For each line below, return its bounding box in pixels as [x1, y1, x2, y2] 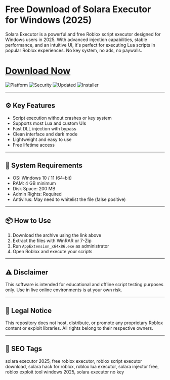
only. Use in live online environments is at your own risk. [5, 287, 122, 293]
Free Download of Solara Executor [5, 4, 151, 15]
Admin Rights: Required [12, 191, 62, 197]
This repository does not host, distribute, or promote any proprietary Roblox [5, 320, 163, 326]
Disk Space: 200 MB [12, 185, 56, 191]
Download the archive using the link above [12, 232, 102, 238]
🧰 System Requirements [5, 161, 82, 170]
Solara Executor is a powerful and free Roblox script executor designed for [5, 31, 161, 37]
